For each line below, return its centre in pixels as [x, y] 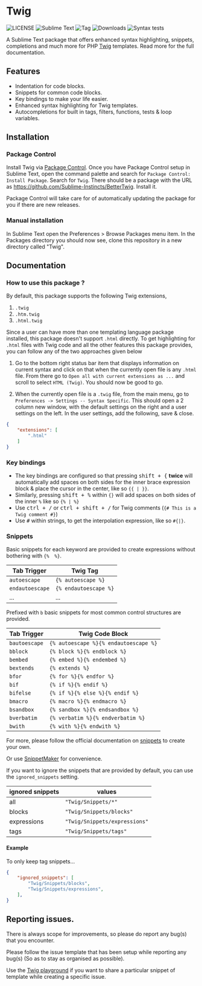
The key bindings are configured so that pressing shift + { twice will [104, 476]
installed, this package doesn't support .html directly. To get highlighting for [101, 339]
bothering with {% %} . [34, 556]
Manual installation [35, 221]
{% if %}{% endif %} [79, 685]
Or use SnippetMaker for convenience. [54, 759]
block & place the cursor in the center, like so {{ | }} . [82, 488]
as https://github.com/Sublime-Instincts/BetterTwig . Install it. [82, 187]
